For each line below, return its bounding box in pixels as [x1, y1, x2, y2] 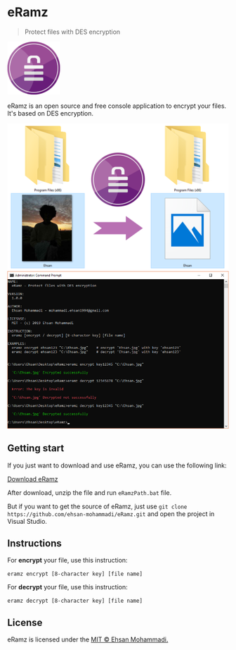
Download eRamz [7, 474, 58, 483]
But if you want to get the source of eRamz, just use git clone [7, 502, 188, 510]
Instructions [7, 537, 62, 549]
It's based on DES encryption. [7, 109, 93, 117]
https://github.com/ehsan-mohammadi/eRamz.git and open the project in [7, 509, 215, 518]
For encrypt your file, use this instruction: [7, 556, 128, 565]
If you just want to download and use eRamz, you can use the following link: [7, 461, 227, 470]
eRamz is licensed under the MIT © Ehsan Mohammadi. [7, 635, 169, 644]
